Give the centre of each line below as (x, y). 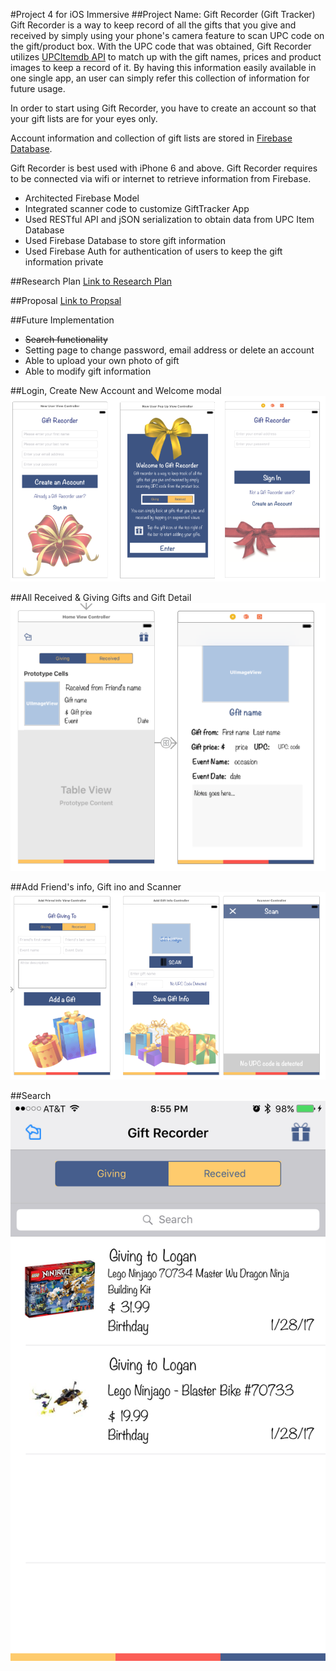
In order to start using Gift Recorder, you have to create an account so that (163, 108)
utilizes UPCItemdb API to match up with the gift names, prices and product (166, 57)
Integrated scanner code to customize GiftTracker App (137, 208)
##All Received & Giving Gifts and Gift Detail (101, 598)
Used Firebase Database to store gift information (125, 240)
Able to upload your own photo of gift (102, 360)
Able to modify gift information (88, 371)
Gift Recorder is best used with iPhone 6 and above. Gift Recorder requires (164, 168)
